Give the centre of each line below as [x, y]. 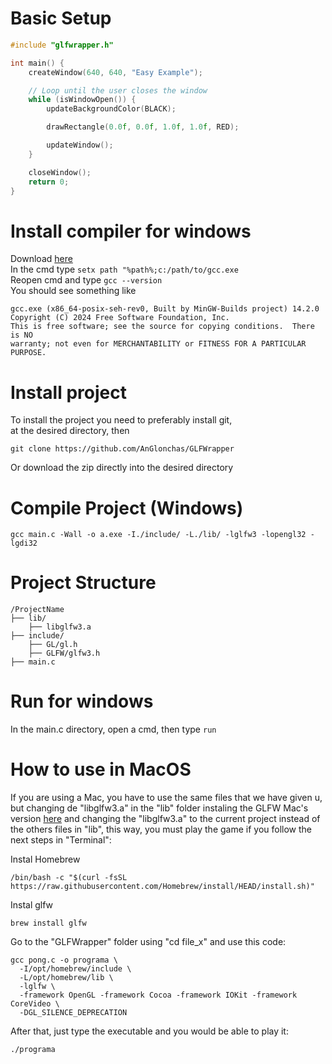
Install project [68, 392]
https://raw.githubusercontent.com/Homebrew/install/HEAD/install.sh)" [162, 887]
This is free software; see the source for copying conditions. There [162, 327]
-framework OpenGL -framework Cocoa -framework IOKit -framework [158, 995]
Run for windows [82, 701]
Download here [41, 259]
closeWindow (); [60, 172]
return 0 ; [49, 182]
